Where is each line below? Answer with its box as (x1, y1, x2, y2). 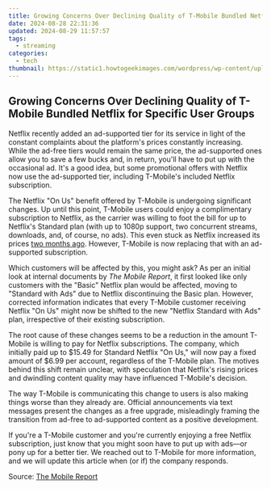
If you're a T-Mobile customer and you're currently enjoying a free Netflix (8, 430, 252, 440)
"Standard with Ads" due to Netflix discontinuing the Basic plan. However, (8, 289, 254, 298)
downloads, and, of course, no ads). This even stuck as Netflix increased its (8, 230, 261, 239)
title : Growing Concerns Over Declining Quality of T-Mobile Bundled (8, 11, 248, 20)
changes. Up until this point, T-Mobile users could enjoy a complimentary (8, 204, 252, 214)
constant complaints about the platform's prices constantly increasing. (8, 137, 244, 146)
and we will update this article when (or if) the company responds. (8, 456, 228, 466)
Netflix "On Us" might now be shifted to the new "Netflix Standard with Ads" (8, 306, 261, 315)
